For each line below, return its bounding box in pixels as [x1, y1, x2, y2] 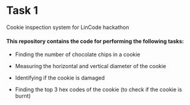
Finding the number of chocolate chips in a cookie [15, 51, 140, 58]
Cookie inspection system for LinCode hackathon [6, 24, 129, 31]
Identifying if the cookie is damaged [15, 74, 105, 81]
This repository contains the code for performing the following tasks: [6, 37, 185, 45]
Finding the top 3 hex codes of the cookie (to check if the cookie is [15, 86, 183, 94]
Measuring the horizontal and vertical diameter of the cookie [15, 63, 166, 70]
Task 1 [6, 4, 38, 17]
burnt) [15, 92, 31, 100]
